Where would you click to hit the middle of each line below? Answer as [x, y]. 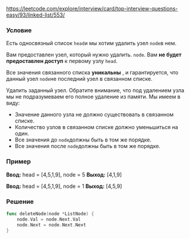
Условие [19, 30]
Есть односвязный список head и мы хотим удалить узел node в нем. [91, 43]
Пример [19, 162]
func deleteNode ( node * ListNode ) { [50, 213]
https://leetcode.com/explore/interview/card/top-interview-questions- [92, 9]
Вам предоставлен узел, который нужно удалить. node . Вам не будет [94, 55]
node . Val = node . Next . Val [49, 219]
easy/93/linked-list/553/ [36, 15]
